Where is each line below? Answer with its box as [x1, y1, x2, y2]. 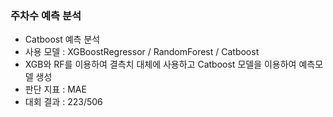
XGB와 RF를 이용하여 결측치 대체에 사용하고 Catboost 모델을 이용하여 [24, 58, 297, 71]
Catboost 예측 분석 [24, 33, 101, 46]
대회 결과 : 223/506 [24, 96, 103, 108]
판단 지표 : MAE [24, 83, 87, 96]
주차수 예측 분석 [10, 8, 82, 22]
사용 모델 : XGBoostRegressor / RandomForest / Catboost [24, 46, 260, 58]
